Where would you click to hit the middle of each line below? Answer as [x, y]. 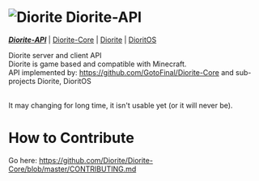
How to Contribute [72, 138]
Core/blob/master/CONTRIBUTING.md [72, 169]
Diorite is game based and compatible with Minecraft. [98, 64]
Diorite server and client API [55, 55]
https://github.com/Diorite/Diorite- [96, 160]
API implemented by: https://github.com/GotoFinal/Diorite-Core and [121, 72]
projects [22, 81]
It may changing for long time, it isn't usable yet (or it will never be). [121, 105]
